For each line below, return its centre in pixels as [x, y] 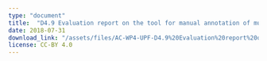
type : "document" [37, 15]
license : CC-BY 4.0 [41, 45]
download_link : [33, 38]
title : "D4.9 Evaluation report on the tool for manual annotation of [129, 23]
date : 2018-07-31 [37, 30]
